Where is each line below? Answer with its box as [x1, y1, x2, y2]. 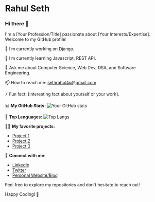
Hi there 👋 [5, 20, 29, 27]
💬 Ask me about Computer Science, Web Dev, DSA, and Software [5, 65, 136, 71]
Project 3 [12, 143, 31, 149]
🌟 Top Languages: [5, 114, 43, 120]
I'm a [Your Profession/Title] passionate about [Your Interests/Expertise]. [5, 31, 151, 37]
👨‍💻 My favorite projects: [5, 124, 55, 129]
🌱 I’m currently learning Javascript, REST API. [5, 55, 96, 61]
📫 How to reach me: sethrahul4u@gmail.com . [5, 80, 98, 86]
